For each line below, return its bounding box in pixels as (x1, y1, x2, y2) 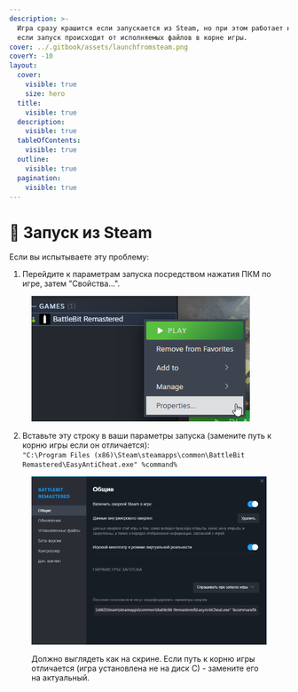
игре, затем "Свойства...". (21, 278, 121, 289)
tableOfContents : (17, 136, 82, 146)
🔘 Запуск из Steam (9, 222, 153, 243)
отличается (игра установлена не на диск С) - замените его (31, 663, 259, 673)
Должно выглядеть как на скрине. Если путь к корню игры (31, 653, 255, 664)
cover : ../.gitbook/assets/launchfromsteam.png (9, 43, 189, 52)
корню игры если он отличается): (21, 440, 150, 450)
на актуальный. (31, 672, 90, 683)
